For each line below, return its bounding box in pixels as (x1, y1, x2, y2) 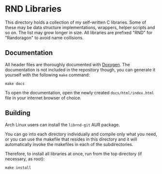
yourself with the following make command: (5, 72, 90, 78)
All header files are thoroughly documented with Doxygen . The (5, 61, 130, 67)
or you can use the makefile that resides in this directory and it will (5, 136, 137, 142)
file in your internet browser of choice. (5, 95, 81, 101)
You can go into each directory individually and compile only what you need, (5, 131, 157, 137)
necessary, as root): (5, 156, 45, 161)
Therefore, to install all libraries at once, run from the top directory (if (5, 151, 142, 157)
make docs (5, 81, 25, 86)
